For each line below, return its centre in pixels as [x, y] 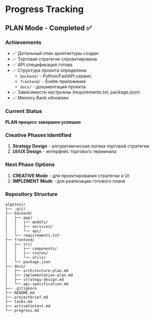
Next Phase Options [30, 165]
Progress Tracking [45, 9]
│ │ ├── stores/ [27, 253]
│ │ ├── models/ [27, 222]
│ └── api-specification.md [37, 284]
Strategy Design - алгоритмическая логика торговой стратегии [81, 146]
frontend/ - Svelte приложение [53, 81]
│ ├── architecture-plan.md [37, 271]
